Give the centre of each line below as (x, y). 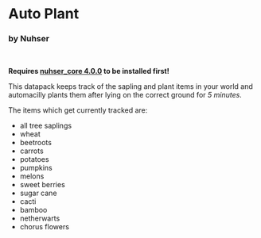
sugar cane (38, 193)
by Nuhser (29, 39)
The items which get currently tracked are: (78, 110)
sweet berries (42, 185)
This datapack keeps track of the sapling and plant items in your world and (130, 86)
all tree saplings (46, 126)
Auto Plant (44, 14)
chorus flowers (45, 227)
